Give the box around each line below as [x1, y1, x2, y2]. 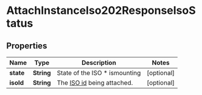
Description [81, 59, 117, 67]
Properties [6, 41, 47, 51]
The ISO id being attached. [57, 79, 133, 87]
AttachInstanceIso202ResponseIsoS [6, 4, 196, 18]
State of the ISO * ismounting [57, 69, 141, 77]
